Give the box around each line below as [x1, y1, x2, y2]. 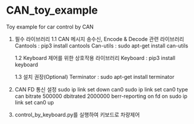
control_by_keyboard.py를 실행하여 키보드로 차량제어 [14, 111, 140, 118]
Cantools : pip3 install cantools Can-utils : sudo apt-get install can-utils [14, 42, 189, 49]
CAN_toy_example [6, 4, 98, 17]
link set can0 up [14, 98, 55, 106]
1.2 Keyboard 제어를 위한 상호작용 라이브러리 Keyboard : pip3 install [14, 54, 176, 61]
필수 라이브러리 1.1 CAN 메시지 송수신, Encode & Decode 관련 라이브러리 [14, 35, 185, 42]
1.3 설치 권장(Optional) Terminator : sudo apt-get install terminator [14, 73, 175, 80]
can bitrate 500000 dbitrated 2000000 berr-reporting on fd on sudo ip [14, 93, 188, 100]
